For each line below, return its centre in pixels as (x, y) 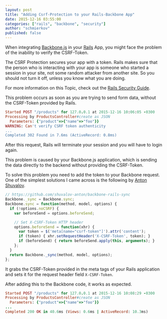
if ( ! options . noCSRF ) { (34, 208)
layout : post (19, 10)
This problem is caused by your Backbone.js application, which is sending (81, 160)
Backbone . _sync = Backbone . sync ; (40, 199)
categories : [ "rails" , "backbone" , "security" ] (56, 24)
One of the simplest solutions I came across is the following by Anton (76, 180)
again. (12, 150)
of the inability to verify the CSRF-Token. (47, 52)
